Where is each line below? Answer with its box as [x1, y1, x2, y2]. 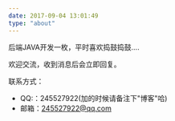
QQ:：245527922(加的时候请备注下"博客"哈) [19, 93, 168, 103]
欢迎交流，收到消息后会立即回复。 [8, 59, 121, 69]
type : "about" [8, 19, 56, 27]
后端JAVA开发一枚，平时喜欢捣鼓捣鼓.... [8, 42, 140, 52]
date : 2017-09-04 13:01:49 [8, 11, 99, 20]
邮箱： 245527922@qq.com [19, 103, 112, 113]
